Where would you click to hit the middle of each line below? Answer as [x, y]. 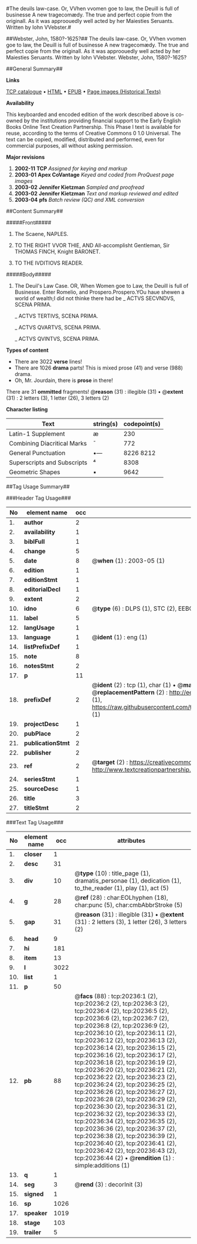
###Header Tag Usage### [39, 498]
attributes [131, 841]
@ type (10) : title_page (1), [113, 873]
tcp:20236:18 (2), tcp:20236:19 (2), [126, 1062]
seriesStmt [40, 779]
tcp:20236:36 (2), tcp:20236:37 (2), [126, 1128]
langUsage [40, 628]
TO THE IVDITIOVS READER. [49, 263]
